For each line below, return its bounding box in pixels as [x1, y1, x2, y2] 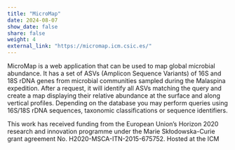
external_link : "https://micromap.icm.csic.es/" [7, 43, 152, 50]
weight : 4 [7, 36, 36, 43]
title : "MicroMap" [7, 10, 61, 17]
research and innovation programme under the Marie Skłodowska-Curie [7, 127, 215, 135]
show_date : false [7, 23, 58, 30]
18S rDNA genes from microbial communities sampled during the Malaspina [7, 77, 226, 84]
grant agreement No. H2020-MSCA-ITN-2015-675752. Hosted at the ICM [7, 135, 220, 143]
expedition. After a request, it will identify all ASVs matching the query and [7, 84, 222, 92]
